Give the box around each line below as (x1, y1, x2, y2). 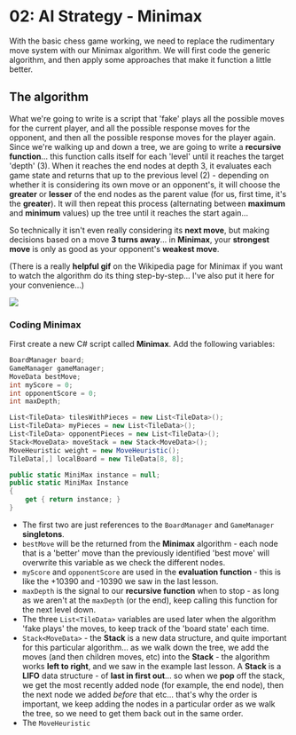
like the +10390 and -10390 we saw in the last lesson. (21, 575, 219, 587)
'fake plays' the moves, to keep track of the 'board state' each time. (21, 623, 269, 634)
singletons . (21, 528, 65, 539)
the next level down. (21, 604, 97, 614)
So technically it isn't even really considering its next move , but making (9, 225, 270, 235)
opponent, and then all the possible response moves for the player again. (9, 131, 277, 143)
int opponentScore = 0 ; (9, 389, 97, 398)
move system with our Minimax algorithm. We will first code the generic (9, 44, 271, 55)
